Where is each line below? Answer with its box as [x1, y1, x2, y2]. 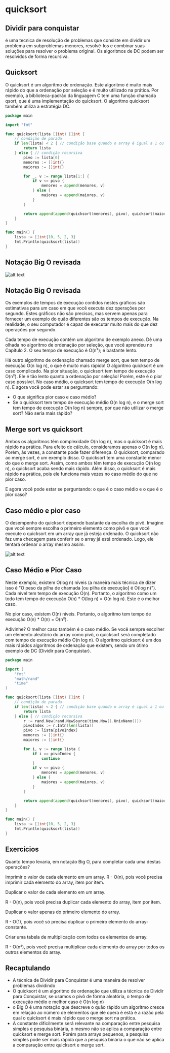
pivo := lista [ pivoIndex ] [23, 728, 78, 733]
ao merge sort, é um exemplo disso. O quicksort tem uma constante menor [5, 455, 161, 461]
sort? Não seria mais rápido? [12, 410, 72, 416]
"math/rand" [14, 676, 39, 682]
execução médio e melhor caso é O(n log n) [12, 999, 104, 1005]
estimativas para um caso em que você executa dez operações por [5, 305, 146, 311]
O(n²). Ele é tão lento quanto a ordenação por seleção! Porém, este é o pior [5, 374, 162, 380]
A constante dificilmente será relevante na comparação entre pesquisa [12, 1020, 160, 1027]
